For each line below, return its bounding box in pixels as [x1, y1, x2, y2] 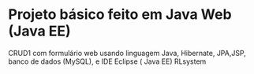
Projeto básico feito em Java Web [8, 6, 232, 24]
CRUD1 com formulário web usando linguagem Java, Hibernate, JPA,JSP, [8, 48, 246, 57]
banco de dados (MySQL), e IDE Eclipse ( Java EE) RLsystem [8, 57, 207, 66]
